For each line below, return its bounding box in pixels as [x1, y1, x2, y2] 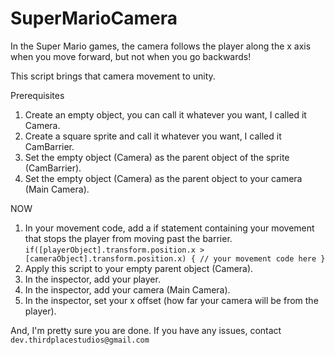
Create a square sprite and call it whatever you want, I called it [24, 130, 282, 142]
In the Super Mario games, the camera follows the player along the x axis [10, 40, 312, 52]
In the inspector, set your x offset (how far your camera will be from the [24, 294, 319, 306]
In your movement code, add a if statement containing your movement [24, 222, 315, 234]
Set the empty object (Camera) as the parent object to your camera [24, 172, 303, 184]
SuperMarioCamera [10, 7, 178, 30]
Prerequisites [10, 89, 65, 101]
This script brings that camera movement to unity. [10, 70, 216, 82]
